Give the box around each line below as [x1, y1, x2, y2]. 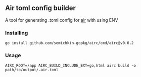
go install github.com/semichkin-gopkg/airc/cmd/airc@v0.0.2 [5, 40, 134, 46]
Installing [5, 29, 28, 36]
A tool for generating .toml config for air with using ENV [5, 17, 118, 23]
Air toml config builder [5, 4, 76, 12]
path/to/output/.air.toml [5, 68, 58, 73]
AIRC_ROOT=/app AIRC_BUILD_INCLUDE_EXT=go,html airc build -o [5, 63, 136, 68]
